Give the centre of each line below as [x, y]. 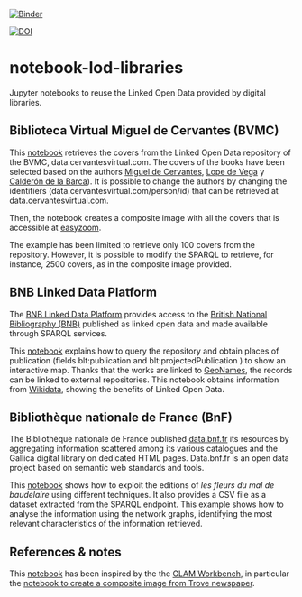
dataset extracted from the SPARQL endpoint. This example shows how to [146, 504]
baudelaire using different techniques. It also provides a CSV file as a [138, 495]
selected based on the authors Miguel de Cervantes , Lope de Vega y [137, 171]
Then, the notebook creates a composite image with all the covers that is [144, 217]
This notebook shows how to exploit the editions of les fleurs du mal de [142, 485]
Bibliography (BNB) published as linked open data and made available [139, 324]
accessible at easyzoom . [55, 227]
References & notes [65, 551]
